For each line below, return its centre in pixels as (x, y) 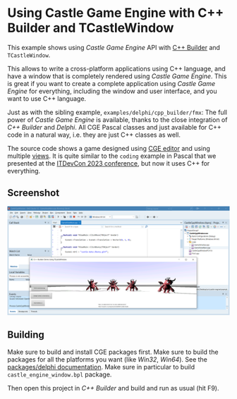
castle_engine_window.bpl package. (60, 374)
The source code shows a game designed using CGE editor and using (109, 148)
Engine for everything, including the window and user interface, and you (112, 91)
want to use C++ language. (47, 98)
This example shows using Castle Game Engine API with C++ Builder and (114, 47)
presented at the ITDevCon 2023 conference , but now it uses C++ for (109, 163)
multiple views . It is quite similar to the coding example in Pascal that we (112, 156)
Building (26, 335)
